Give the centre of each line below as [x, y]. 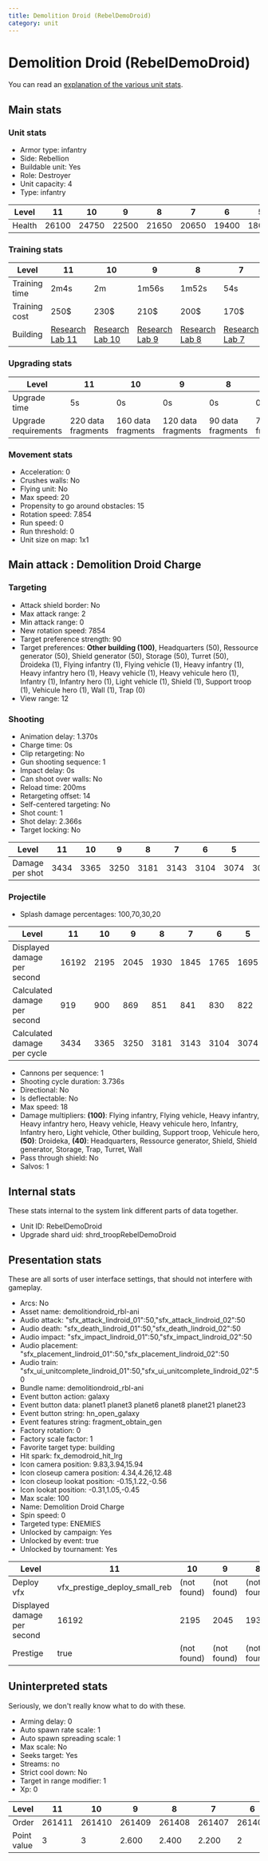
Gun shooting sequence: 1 [63, 762]
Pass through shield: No [59, 1158]
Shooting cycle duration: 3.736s [72, 1081]
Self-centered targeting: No [65, 804]
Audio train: [39, 1362]
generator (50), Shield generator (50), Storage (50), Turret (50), [124, 656]
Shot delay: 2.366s [51, 821]
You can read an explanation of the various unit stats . [96, 85]
